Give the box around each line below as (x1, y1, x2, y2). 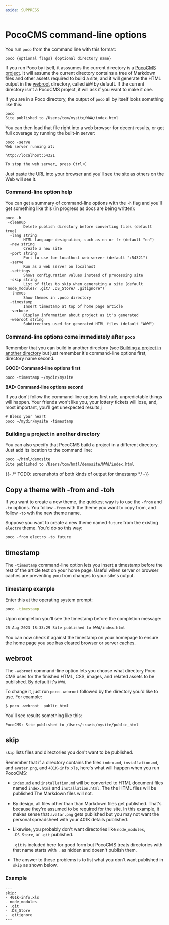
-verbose (10, 308, 28, 313)
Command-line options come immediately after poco (5, 333, 135, 340)
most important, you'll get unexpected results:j (5, 404, 102, 410)
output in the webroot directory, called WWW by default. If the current (5, 80, 145, 87)
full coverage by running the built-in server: (5, 130, 96, 136)
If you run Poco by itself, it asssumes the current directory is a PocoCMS (5, 64, 156, 71)
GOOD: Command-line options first (5, 365, 81, 371)
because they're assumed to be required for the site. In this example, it (12, 806, 160, 812)
